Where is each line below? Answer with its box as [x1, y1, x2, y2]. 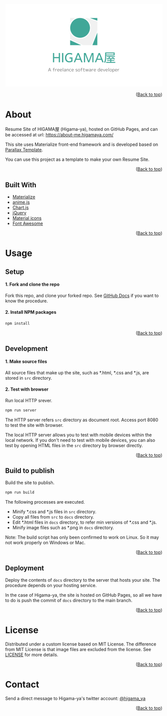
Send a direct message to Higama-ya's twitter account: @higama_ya [5, 695, 146, 701]
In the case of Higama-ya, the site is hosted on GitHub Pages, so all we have [5, 592, 162, 598]
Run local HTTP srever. [5, 397, 52, 403]
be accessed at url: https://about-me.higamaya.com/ [5, 132, 114, 138]
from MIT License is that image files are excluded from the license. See [5, 647, 151, 653]
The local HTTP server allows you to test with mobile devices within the [5, 432, 152, 438]
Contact [5, 679, 39, 691]
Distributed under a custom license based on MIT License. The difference [5, 641, 157, 647]
